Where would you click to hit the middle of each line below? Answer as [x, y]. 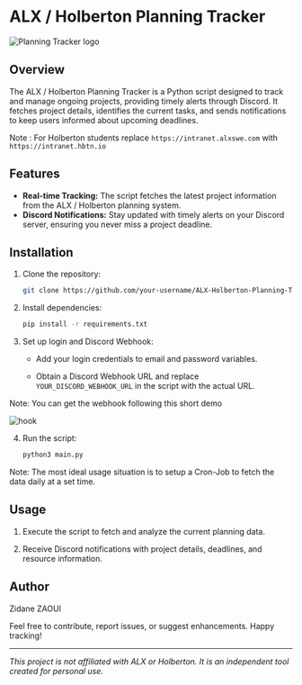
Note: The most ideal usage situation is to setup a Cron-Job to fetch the [142, 472]
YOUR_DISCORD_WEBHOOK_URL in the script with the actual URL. [146, 386]
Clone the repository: [62, 274]
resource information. [62, 558]
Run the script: [49, 438]
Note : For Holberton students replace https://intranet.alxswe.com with [144, 138]
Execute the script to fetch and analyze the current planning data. [143, 531]
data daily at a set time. [53, 482]
